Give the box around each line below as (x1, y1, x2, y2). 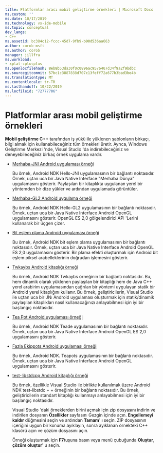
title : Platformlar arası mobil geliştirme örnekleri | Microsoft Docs (5, 7, 153, 12)
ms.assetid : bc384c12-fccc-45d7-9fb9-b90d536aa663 (5, 39, 110, 44)
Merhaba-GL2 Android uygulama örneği (12, 195, 92, 201)
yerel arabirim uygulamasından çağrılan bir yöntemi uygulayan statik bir (12, 284, 155, 290)
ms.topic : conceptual (5, 25, 49, 30)
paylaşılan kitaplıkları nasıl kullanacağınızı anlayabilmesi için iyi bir (12, 300, 145, 305)
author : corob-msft (5, 43, 45, 48)
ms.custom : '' (5, 12, 34, 17)
